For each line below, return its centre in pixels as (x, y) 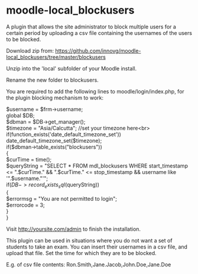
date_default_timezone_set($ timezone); (54, 140)
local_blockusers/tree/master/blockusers (56, 57)
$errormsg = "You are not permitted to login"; (61, 198)
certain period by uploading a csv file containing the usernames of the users (99, 33)
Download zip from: (30, 50)
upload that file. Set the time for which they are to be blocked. (81, 253)
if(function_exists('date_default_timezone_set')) (64, 134)
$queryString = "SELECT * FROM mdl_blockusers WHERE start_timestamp (97, 166)
